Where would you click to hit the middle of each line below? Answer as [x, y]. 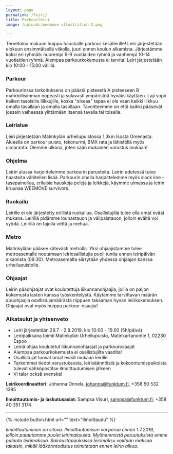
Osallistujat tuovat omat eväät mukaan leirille [60, 358]
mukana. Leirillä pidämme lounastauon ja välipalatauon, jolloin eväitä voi [82, 218]
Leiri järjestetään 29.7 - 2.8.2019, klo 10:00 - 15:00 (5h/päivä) [78, 330]
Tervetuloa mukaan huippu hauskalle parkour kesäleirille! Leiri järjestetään [84, 44]
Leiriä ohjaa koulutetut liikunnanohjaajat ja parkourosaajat [74, 347]
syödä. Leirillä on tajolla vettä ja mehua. [47, 224]
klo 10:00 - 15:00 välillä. [31, 65]
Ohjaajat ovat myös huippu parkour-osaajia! [52, 306]
